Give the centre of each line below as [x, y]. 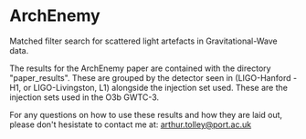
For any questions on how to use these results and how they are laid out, [146, 114]
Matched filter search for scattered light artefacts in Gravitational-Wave [143, 41]
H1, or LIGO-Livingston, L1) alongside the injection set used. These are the [148, 87]
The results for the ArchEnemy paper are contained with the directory [140, 68]
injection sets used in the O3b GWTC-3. [84, 97]
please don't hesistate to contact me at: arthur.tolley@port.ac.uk [131, 124]
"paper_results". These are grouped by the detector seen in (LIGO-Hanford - [153, 77]
